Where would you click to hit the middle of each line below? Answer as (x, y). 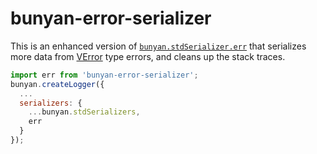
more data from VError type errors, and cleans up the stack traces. (148, 56)
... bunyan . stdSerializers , (84, 112)
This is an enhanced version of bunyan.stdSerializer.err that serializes (158, 46)
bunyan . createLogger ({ (57, 84)
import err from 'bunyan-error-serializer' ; (104, 75)
